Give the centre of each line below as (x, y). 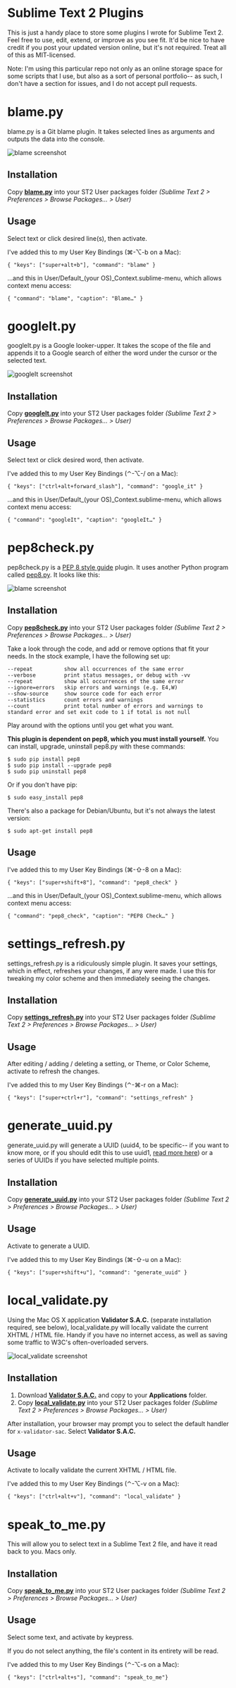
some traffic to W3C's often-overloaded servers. (78, 1342)
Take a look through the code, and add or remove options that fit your (108, 649)
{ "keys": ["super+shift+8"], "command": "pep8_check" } (93, 882)
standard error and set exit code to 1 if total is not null (99, 712)
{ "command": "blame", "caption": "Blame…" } (75, 298)
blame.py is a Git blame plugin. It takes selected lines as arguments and (111, 131)
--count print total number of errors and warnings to (105, 706)
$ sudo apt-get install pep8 (50, 831)
